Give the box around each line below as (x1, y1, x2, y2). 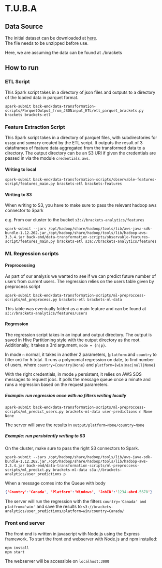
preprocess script (5, 284, 40, 289)
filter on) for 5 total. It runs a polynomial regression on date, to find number (5, 356, 154, 362)
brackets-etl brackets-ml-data (59, 297, 122, 302)
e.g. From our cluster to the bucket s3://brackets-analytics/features (5, 217, 145, 223)
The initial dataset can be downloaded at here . (5, 35, 98, 41)
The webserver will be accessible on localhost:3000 (5, 558, 110, 564)
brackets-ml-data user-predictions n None (65, 409, 152, 414)
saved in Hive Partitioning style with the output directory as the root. (5, 337, 141, 343)
